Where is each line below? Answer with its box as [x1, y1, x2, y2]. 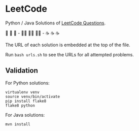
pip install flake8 [5, 99, 47, 104]
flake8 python [5, 103, 36, 108]
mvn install [5, 121, 30, 127]
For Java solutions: [5, 112, 45, 118]
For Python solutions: [5, 80, 50, 86]
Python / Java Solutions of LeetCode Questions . [5, 20, 106, 26]
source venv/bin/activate [5, 94, 60, 99]
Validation [5, 67, 38, 75]
